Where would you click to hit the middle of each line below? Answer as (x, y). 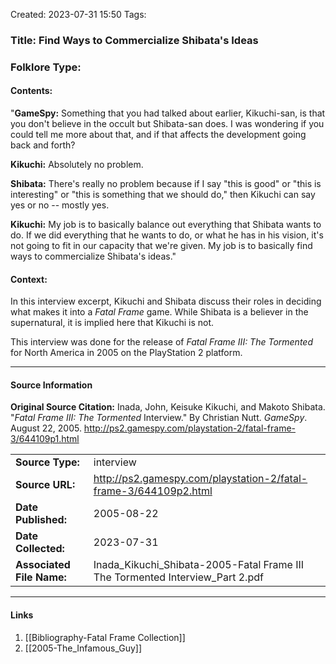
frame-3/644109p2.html (153, 491)
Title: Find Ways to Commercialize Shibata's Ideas (134, 40)
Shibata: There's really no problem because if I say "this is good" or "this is (166, 184)
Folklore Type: (46, 67)
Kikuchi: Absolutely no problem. (77, 165)
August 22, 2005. (46, 428)
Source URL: (45, 485)
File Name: (41, 577)
